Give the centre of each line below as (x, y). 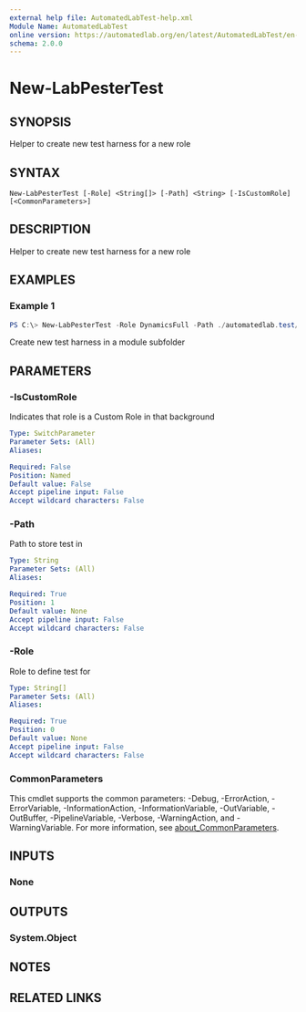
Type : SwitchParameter (52, 434)
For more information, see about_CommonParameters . (178, 828)
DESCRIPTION (50, 229)
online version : (40, 35)
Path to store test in (46, 544)
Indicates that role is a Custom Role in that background (112, 417)
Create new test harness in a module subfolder (97, 342)
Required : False (40, 467)
